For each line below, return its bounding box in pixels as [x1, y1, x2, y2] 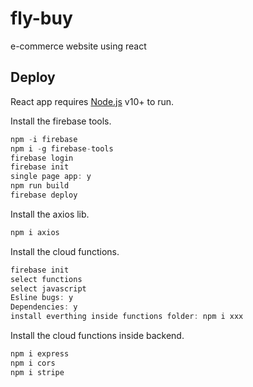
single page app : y [10, 172, 92, 182]
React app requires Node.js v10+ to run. [10, 95, 175, 107]
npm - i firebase [10, 134, 78, 144]
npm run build [10, 181, 70, 191]
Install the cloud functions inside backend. [10, 330, 185, 341]
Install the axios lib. [10, 208, 90, 220]
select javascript [10, 283, 87, 294]
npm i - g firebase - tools [10, 143, 114, 154]
